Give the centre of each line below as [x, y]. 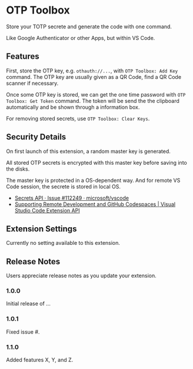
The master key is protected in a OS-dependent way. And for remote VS [93, 180]
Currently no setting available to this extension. [63, 243]
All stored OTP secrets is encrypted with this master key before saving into [96, 162]
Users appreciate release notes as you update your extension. [81, 276]
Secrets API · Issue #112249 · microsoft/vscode [72, 198]
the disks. [18, 169]
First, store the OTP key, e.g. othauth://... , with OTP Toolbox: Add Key [92, 71]
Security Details [36, 137]
